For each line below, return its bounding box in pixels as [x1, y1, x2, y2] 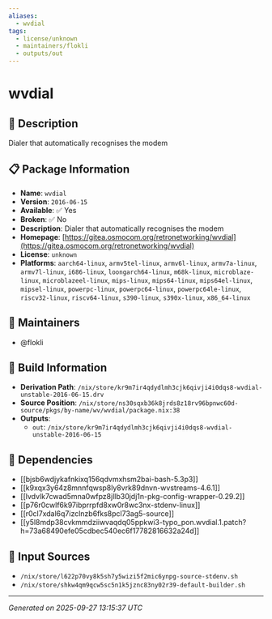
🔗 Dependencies [8, 453, 93, 467]
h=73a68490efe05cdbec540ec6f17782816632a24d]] [19, 526, 200, 536]
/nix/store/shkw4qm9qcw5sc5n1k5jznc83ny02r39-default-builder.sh [19, 581, 245, 590]
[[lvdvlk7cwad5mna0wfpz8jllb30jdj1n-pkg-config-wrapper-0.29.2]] [19, 492, 245, 502]
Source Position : [19, 398, 77, 408]
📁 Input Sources [8, 549, 91, 563]
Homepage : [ [19, 232, 66, 241]
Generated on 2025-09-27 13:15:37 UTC [8, 603, 143, 613]
